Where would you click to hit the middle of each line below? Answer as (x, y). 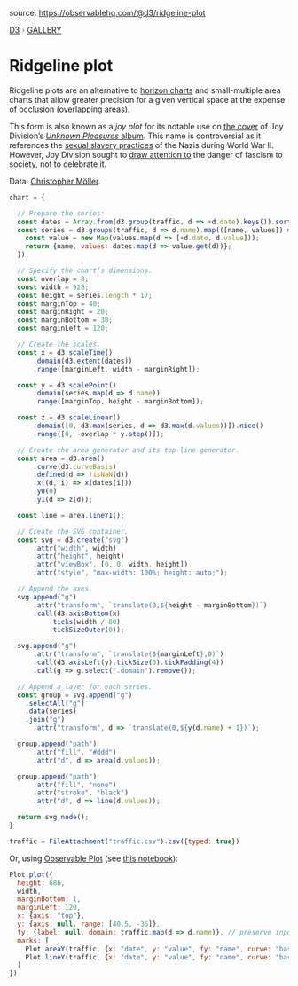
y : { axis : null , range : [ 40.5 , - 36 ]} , (89, 924)
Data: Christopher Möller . (55, 181)
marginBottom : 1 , (49, 899)
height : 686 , (41, 883)
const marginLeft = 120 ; (63, 329)
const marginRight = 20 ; (63, 312)
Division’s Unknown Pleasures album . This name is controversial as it (135, 136)
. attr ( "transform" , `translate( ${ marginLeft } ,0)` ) (128, 654)
